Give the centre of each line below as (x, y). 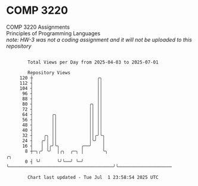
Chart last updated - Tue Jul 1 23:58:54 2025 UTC (93, 177)
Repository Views (49, 72)
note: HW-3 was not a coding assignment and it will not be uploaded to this (99, 39)
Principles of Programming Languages (53, 33)
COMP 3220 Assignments (38, 27)
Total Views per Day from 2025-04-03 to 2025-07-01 (93, 62)
